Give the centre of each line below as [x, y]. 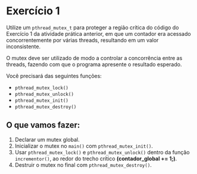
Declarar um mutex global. [47, 139]
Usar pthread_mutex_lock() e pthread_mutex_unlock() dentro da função [102, 152]
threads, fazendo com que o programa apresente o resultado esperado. [94, 64]
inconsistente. [24, 46]
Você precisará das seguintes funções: [54, 76]
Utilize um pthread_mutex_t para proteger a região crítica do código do [93, 27]
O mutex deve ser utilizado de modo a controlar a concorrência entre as [94, 58]
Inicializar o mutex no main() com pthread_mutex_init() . [84, 146]
